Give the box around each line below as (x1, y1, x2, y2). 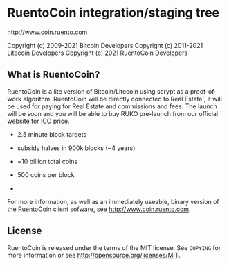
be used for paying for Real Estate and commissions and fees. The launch (7, 102, 218, 110)
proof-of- (190, 87, 217, 95)
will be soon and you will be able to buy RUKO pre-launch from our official (7, 109, 219, 117)
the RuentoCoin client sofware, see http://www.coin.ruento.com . (7, 205, 191, 213)
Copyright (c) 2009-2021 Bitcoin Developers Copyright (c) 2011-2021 (7, 41, 203, 49)
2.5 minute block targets (17, 130, 87, 138)
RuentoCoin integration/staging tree (7, 5, 220, 21)
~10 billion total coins (17, 157, 78, 165)
